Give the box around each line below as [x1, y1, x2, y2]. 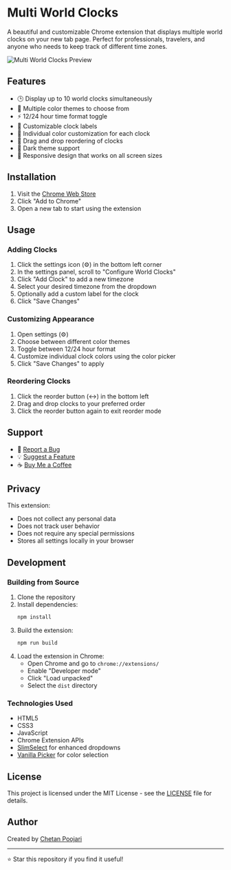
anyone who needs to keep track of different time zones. [7, 42, 168, 50]
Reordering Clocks [7, 376, 71, 386]
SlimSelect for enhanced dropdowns [16, 743, 121, 752]
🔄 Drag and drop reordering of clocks [16, 136, 124, 145]
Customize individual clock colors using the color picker [16, 352, 176, 360]
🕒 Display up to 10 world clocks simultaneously [16, 94, 153, 103]
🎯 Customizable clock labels [16, 122, 98, 130]
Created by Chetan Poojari [7, 834, 82, 842]
